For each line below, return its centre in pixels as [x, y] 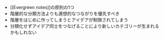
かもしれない [23, 32]
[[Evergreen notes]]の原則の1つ [42, 7]
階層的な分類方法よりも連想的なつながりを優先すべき [65, 13]
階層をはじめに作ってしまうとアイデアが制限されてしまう [69, 20]
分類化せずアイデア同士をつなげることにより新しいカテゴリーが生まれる [85, 26]
